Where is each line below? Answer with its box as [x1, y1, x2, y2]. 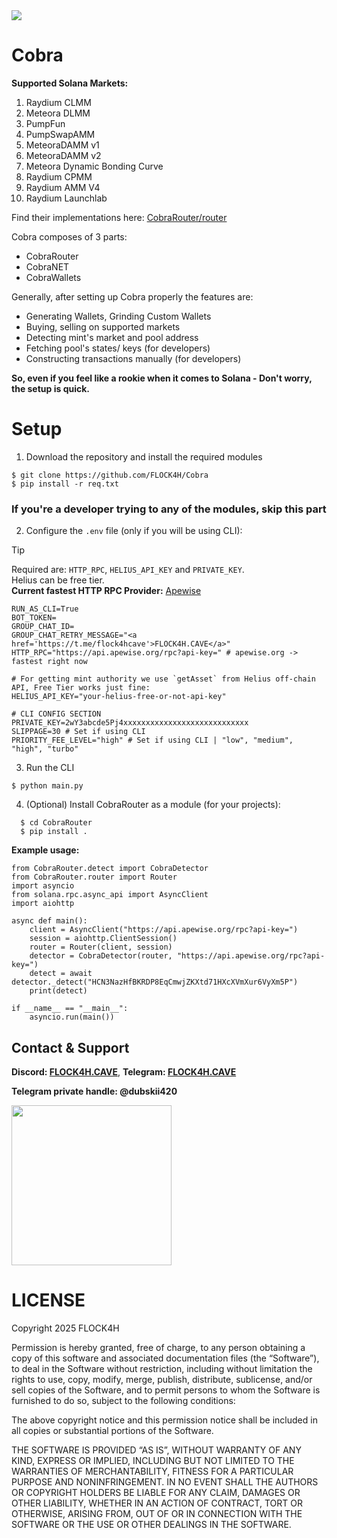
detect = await [29, 969, 93, 979]
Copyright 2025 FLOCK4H [11, 1322, 120, 1334]
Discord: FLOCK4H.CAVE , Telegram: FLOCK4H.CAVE [11, 1065, 237, 1078]
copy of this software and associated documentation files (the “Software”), [11, 1352, 320, 1364]
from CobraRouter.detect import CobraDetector [11, 864, 209, 874]
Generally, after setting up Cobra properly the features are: [11, 290, 254, 303]
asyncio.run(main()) [29, 1012, 115, 1023]
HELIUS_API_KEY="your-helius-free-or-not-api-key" [11, 692, 227, 702]
